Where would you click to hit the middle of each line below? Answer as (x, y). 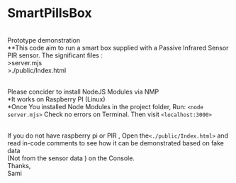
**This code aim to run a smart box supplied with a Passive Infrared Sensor (118, 48)
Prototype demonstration (44, 40)
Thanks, (19, 165)
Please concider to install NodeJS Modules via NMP (83, 91)
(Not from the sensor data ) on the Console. (71, 158)
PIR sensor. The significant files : (55, 55)
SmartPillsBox (50, 13)
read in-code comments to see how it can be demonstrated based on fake (116, 143)
